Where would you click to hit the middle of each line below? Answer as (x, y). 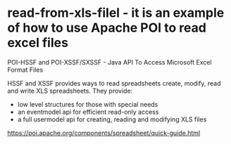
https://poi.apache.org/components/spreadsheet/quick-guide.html (104, 133)
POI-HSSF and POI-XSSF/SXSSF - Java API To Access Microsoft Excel (110, 62)
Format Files (25, 70)
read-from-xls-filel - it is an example (116, 13)
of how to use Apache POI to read (107, 28)
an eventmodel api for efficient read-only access (88, 112)
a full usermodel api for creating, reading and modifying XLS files (112, 119)
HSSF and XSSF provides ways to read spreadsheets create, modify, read (114, 83)
